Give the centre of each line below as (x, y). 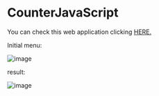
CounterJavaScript (63, 13)
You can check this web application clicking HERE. (79, 32)
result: (16, 72)
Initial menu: (25, 45)
